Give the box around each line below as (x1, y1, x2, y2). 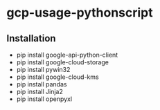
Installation (6, 33, 56, 44)
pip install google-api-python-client (16, 51, 118, 59)
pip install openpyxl (16, 95, 73, 103)
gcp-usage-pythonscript (6, 5, 153, 21)
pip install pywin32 (16, 66, 71, 73)
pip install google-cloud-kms (16, 73, 99, 81)
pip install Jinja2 (16, 88, 63, 95)
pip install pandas (16, 80, 67, 88)
